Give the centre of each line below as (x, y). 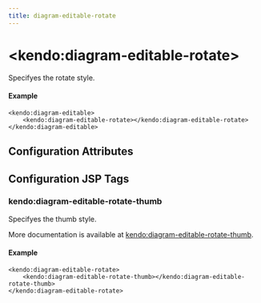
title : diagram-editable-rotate (62, 16)
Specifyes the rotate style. (52, 78)
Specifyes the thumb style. (53, 219)
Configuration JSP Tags (69, 178)
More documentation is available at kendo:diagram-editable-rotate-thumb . (131, 234)
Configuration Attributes (71, 152)
